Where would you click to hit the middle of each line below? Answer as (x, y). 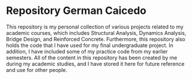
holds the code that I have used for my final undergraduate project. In (90, 45)
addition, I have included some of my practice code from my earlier (87, 51)
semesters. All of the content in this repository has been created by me (92, 58)
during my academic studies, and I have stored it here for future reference (95, 64)
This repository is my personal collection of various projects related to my (95, 27)
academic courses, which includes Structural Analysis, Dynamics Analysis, (96, 33)
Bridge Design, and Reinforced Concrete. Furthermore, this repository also (96, 39)
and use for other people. (37, 70)
